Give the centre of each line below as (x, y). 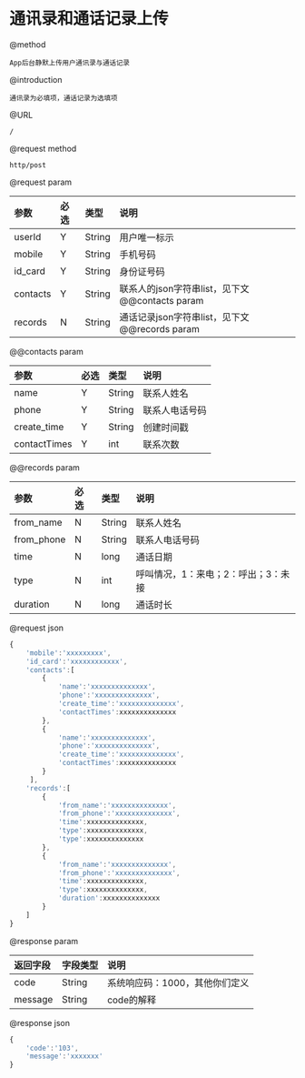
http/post (28, 165)
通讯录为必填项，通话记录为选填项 (64, 98)
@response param (44, 941)
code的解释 (132, 1000)
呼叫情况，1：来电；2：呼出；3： (208, 574)
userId (28, 237)
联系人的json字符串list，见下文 (184, 288)
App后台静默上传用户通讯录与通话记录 (69, 63)
